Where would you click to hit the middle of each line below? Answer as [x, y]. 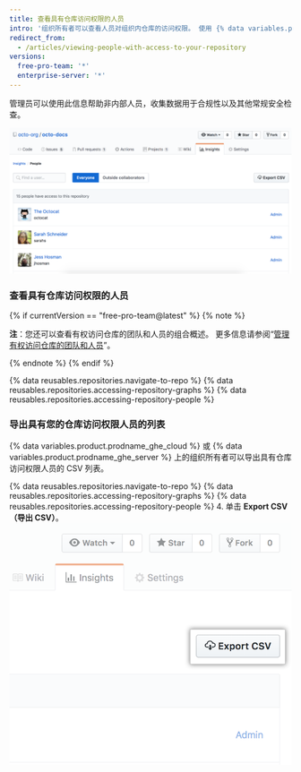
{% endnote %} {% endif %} [62, 364]
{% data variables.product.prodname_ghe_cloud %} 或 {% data [126, 446]
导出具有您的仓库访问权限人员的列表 [87, 425]
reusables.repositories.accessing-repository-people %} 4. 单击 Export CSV [149, 506]
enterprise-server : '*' [61, 76]
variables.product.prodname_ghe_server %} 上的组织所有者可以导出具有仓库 [150, 457]
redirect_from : [38, 38]
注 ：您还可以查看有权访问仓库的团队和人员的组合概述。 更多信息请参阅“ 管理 [150, 334]
